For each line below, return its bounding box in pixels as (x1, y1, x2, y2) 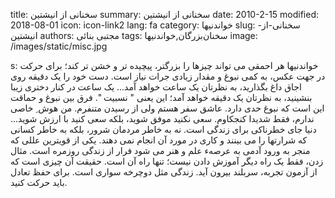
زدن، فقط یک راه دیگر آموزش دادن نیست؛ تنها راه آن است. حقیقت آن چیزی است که (10, 155, 324, 167)
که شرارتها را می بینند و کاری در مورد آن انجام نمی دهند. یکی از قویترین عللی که (10, 134, 308, 146)
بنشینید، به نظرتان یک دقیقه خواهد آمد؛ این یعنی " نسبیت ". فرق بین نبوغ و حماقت (10, 92, 313, 103)
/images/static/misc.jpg (10, 40, 108, 52)
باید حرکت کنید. (10, 177, 68, 188)
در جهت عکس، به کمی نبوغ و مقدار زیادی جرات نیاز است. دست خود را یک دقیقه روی (10, 70, 326, 82)
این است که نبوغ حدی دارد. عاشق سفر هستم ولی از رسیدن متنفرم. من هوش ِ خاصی (10, 102, 325, 114)
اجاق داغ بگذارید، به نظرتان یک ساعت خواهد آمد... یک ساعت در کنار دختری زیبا (10, 81, 302, 93)
